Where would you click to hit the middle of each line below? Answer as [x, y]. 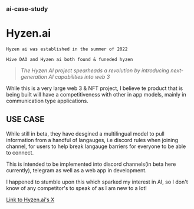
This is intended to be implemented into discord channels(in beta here [91, 164]
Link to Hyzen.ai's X [30, 200]
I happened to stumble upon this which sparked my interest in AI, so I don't [97, 182]
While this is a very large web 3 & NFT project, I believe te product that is [95, 88]
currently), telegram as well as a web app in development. [76, 170]
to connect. [20, 152]
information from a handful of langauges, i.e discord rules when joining [92, 140]
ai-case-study [27, 9]
